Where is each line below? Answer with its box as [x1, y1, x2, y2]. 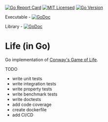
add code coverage [12, 102, 52, 107]
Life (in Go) [5, 41, 50, 52]
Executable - [5, 14, 31, 20]
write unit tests [12, 76, 43, 81]
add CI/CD [12, 112, 34, 118]
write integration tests [12, 81, 56, 86]
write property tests [12, 86, 52, 92]
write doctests [12, 96, 42, 102]
